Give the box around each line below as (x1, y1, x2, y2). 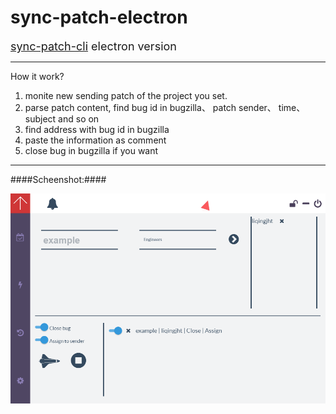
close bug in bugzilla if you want (24, 144, 159, 156)
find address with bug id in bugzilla (24, 123, 170, 135)
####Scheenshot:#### (10, 173, 107, 185)
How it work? (10, 70, 65, 82)
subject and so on (24, 112, 100, 125)
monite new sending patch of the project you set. (24, 89, 228, 101)
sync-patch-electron (10, 6, 188, 29)
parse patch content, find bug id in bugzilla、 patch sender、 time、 (24, 101, 306, 113)
